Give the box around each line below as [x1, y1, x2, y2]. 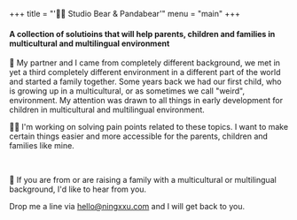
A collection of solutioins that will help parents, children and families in [9, 28, 276, 39]
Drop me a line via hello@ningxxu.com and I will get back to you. [9, 201, 246, 212]
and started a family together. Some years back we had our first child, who [9, 76, 282, 87]
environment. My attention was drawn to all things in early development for [9, 95, 284, 106]
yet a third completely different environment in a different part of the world [9, 67, 281, 78]
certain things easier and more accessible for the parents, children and [9, 131, 269, 141]
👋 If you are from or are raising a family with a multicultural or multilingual [9, 175, 277, 186]
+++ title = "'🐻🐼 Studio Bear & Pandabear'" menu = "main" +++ [9, 9, 241, 19]
